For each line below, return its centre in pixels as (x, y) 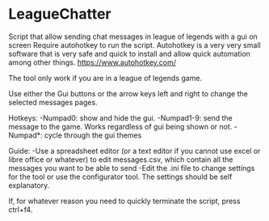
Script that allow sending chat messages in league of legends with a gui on (133, 36)
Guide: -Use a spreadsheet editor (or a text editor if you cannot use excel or (134, 151)
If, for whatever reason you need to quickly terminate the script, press (124, 201)
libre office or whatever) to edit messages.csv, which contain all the (121, 159)
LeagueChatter (60, 14)
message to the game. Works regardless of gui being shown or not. (120, 126)
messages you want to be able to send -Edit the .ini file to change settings (132, 168)
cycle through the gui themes (93, 135)
